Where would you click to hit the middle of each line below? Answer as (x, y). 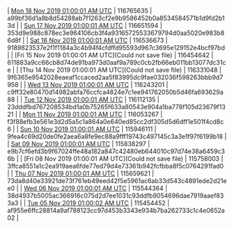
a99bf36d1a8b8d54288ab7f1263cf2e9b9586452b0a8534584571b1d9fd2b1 (116, 18)
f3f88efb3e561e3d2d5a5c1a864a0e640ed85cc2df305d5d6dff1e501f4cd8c (116, 121)
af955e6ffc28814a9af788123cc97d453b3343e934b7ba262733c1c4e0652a (116, 210)
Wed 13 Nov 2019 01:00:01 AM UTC (78, 85)
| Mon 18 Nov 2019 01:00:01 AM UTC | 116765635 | (80, 11)
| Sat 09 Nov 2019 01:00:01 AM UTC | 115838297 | (79, 144)
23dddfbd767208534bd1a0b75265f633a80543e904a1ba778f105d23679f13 (117, 107)
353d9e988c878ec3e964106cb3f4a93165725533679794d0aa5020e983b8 (116, 33)
